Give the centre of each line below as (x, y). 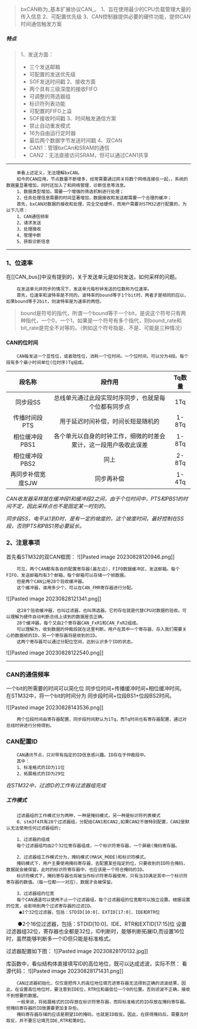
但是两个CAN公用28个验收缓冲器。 (52, 582)
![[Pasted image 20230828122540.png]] (55, 653)
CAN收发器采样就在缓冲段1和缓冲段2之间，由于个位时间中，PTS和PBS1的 (95, 499)
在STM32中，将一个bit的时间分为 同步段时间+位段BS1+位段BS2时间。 (90, 696)
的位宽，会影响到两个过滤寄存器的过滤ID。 (50, 906)
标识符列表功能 (47, 103)
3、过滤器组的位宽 (35, 894)
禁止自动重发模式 (50, 125)
